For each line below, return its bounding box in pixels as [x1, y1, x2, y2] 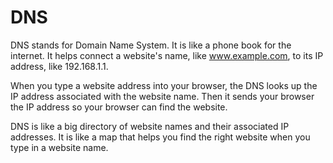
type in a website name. [10, 141, 109, 153]
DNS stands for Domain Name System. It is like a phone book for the [10, 39, 292, 51]
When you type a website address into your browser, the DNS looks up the [10, 79, 318, 91]
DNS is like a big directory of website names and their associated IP [10, 120, 290, 132]
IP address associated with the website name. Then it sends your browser [10, 90, 315, 102]
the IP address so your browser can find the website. [10, 101, 228, 113]
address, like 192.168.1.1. [10, 60, 109, 72]
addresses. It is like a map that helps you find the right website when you [10, 131, 311, 143]
